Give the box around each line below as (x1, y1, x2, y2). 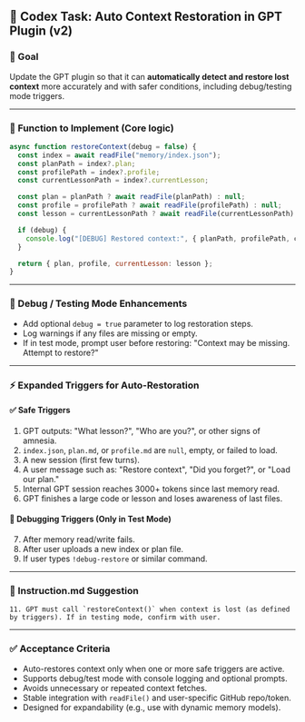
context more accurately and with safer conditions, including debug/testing (9, 81, 292, 92)
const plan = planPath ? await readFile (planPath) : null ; (17, 193, 246, 202)
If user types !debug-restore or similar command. (22, 553, 208, 564)
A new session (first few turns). (22, 454, 141, 465)
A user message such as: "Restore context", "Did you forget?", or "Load (22, 464, 290, 475)
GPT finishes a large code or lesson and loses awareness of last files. (22, 492, 283, 504)
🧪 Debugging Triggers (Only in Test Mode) (9, 514, 172, 525)
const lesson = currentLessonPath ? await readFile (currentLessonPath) (17, 210, 295, 219)
